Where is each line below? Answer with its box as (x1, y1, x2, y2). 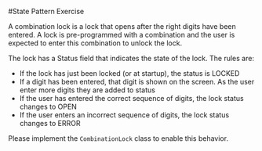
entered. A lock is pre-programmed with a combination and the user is (8, 31, 235, 39)
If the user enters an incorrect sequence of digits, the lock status (19, 110, 230, 120)
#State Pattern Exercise (8, 7, 85, 16)
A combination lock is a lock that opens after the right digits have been (8, 22, 237, 31)
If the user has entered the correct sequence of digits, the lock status (19, 94, 245, 102)
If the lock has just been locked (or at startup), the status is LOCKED (19, 69, 240, 77)
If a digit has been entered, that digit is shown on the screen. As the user (19, 77, 255, 86)
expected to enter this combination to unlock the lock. (8, 38, 183, 48)
